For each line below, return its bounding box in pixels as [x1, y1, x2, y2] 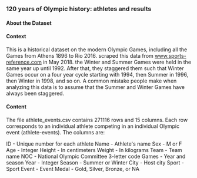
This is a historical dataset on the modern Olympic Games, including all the [6, 46, 188, 53]
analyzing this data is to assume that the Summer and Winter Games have [6, 83, 185, 90]
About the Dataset [6, 19, 52, 27]
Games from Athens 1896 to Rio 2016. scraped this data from [6, 52, 154, 59]
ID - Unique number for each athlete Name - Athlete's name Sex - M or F [6, 140, 182, 147]
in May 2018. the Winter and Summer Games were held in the [43, 58, 192, 65]
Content [6, 103, 26, 110]
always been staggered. [6, 90, 65, 97]
